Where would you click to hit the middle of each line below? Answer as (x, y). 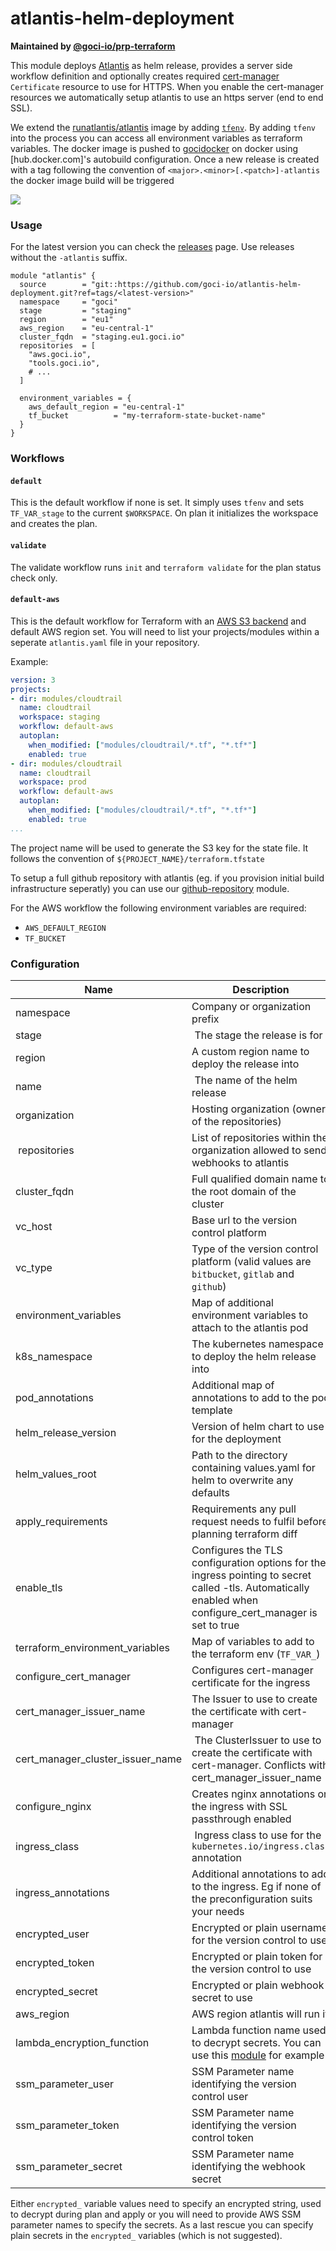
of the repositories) (236, 1121)
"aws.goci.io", (60, 355)
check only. (34, 578)
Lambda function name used (259, 2030)
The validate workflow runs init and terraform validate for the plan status (166, 567)
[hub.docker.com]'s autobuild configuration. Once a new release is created (165, 159)
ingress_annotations (62, 1892)
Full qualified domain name (254, 1179)
